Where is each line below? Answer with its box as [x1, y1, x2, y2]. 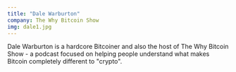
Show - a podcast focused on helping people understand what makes [7, 50, 210, 58]
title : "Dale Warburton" [7, 10, 80, 17]
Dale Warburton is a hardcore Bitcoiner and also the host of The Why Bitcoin [7, 43, 229, 51]
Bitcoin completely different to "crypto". [7, 57, 123, 66]
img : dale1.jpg [7, 23, 52, 30]
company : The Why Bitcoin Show [7, 17, 99, 24]
